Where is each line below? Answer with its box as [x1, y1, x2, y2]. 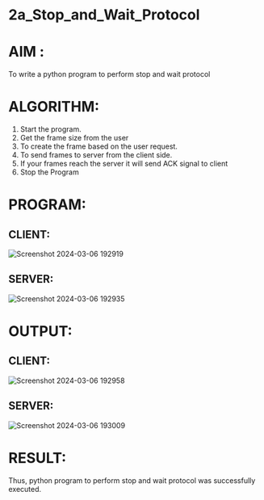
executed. [8, 484, 42, 494]
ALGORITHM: [8, 98, 99, 116]
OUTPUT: [8, 322, 73, 341]
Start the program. [19, 124, 82, 134]
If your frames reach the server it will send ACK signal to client [19, 159, 228, 169]
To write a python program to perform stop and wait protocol [8, 69, 211, 79]
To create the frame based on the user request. [19, 141, 178, 151]
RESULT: [8, 448, 67, 467]
